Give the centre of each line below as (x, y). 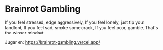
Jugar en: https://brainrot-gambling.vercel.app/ (52, 42)
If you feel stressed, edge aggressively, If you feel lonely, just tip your (75, 22)
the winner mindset (24, 33)
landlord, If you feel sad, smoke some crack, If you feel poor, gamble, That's (81, 27)
